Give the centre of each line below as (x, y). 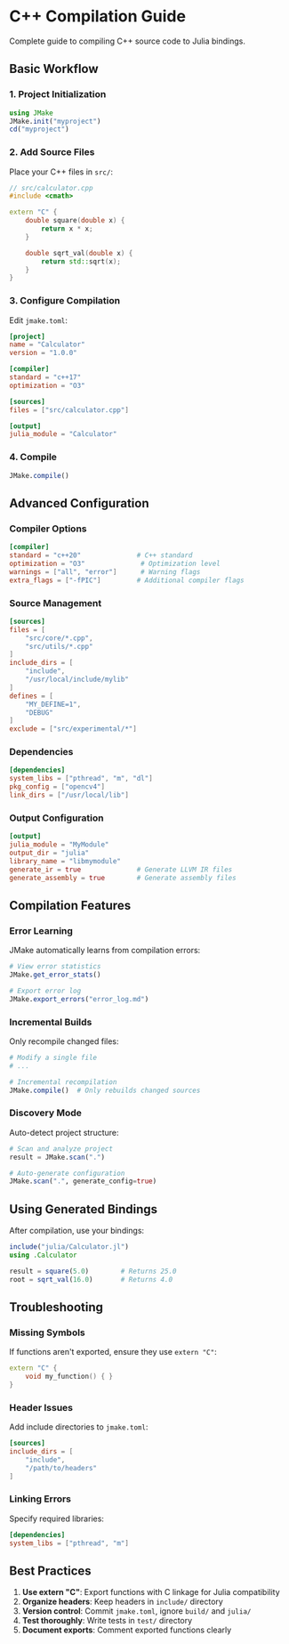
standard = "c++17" (45, 377)
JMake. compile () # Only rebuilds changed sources (105, 1090)
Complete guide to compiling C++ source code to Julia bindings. (128, 41)
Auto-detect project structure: (64, 1132)
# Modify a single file (53, 1057)
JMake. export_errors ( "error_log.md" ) (79, 999)
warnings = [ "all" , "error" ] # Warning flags (105, 571)
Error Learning (41, 930)
